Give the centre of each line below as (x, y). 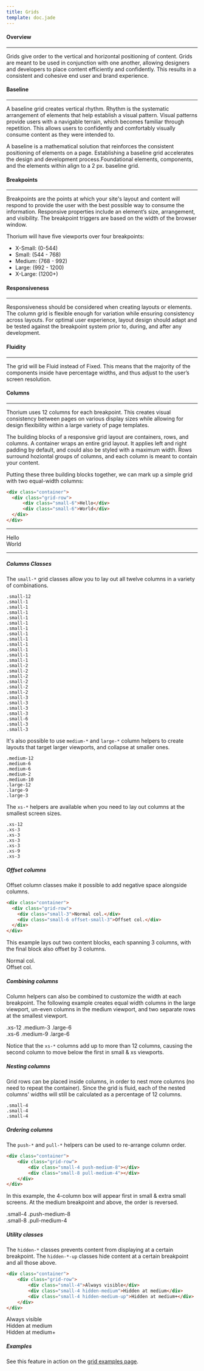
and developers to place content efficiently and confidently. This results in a (101, 69)
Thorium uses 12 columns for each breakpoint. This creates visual (89, 412)
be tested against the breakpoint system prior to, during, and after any (94, 326)
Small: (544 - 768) (38, 255)
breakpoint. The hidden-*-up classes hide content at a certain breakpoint (97, 1256)
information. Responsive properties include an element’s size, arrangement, (101, 212)
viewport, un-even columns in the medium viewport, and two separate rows (101, 1009)
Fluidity (16, 346)
